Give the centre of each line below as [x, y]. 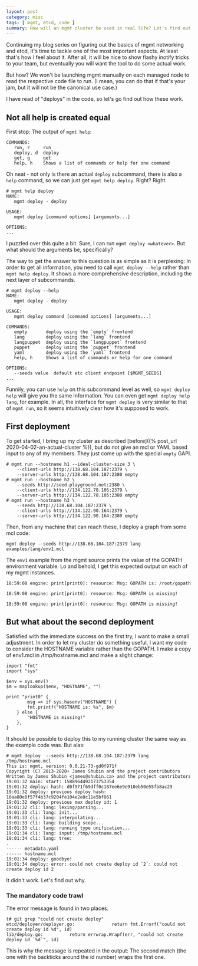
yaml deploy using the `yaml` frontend [72, 353]
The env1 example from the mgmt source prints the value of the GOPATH [94, 560]
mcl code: [18, 533]
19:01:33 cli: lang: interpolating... [54, 817]
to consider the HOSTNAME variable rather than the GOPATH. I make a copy [99, 649]
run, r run [32, 148]
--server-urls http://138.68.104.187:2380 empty [77, 474]
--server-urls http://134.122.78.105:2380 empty [77, 495]
